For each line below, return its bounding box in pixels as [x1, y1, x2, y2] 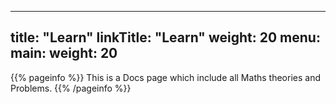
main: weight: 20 [10, 45, 118, 62]
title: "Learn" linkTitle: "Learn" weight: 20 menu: [10, 29, 321, 46]
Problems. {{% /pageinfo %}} [10, 82, 132, 94]
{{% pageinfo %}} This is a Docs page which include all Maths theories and [10, 71, 321, 83]
